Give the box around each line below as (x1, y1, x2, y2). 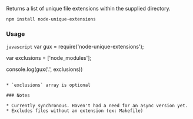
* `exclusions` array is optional (6, 82, 91, 89)
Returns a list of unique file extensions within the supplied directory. (6, 5, 171, 12)
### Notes (6, 93, 31, 98)
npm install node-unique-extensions (6, 16, 96, 22)
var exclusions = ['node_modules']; (6, 55, 92, 62)
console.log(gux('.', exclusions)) (6, 66, 83, 73)
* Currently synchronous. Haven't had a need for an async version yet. (6, 103, 188, 109)
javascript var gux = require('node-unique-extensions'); (6, 43, 144, 50)
